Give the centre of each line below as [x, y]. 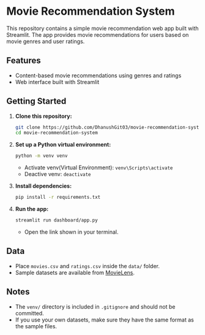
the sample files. [36, 326]
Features [24, 60]
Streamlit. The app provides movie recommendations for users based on [98, 34]
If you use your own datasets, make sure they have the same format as [104, 320]
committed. [29, 313]
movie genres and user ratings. [46, 41]
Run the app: [32, 209]
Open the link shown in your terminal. [71, 232]
